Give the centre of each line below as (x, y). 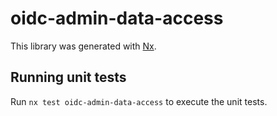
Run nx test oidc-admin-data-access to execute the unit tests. (139, 101)
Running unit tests (68, 77)
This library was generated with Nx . (83, 46)
